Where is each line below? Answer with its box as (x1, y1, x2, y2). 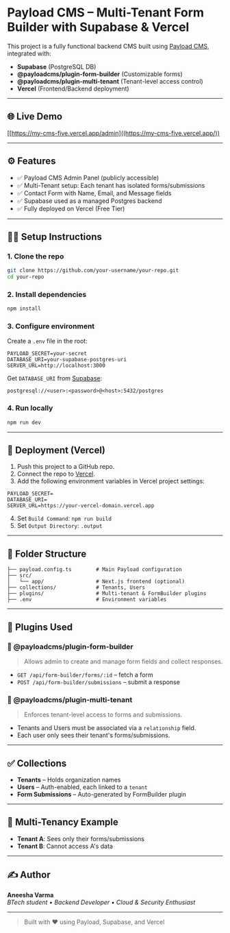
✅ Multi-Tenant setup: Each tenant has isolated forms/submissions (16, 181, 205, 189)
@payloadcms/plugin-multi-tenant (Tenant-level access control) (16, 77, 203, 85)
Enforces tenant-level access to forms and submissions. (23, 711, 183, 719)
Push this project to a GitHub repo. (16, 463, 115, 471)
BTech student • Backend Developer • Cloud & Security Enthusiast (7, 898, 196, 906)
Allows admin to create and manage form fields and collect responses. (23, 657, 223, 666)
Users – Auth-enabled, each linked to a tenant (16, 783, 148, 791)
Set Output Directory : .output (16, 522, 103, 530)
